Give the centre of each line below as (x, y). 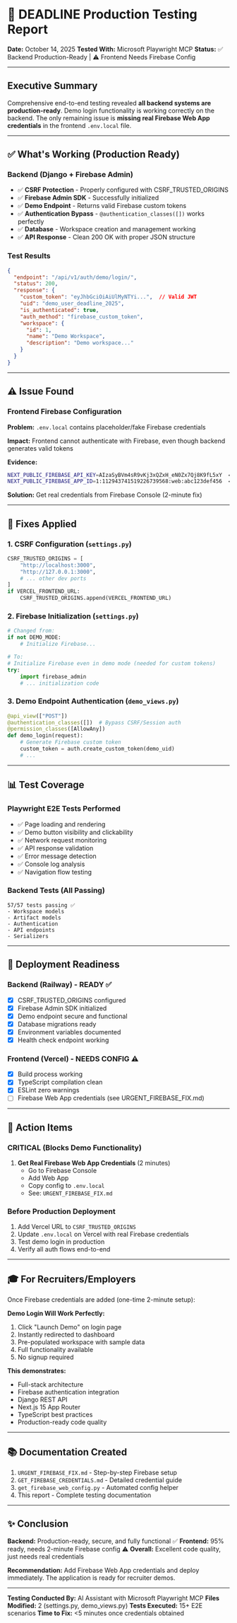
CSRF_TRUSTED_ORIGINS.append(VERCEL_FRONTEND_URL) (96, 598)
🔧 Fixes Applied (42, 524)
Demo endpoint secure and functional (73, 1016)
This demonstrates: (37, 1371)
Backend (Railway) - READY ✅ (60, 985)
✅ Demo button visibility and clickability (75, 832)
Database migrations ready (57, 1024)
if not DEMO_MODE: (34, 637)
